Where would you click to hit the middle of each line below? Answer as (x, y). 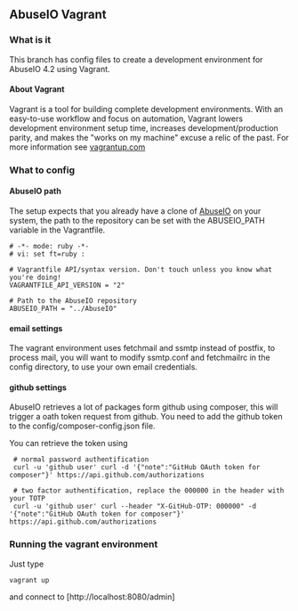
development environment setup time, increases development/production (144, 127)
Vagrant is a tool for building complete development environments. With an (146, 109)
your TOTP (28, 499)
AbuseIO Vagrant (58, 15)
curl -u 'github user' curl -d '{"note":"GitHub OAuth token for (137, 468)
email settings (36, 328)
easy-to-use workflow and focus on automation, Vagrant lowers (126, 118)
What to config (42, 170)
